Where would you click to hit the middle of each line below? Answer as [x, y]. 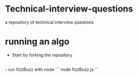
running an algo [37, 42]
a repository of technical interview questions [50, 22]
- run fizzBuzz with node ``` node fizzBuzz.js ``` [52, 69]
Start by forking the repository [42, 55]
